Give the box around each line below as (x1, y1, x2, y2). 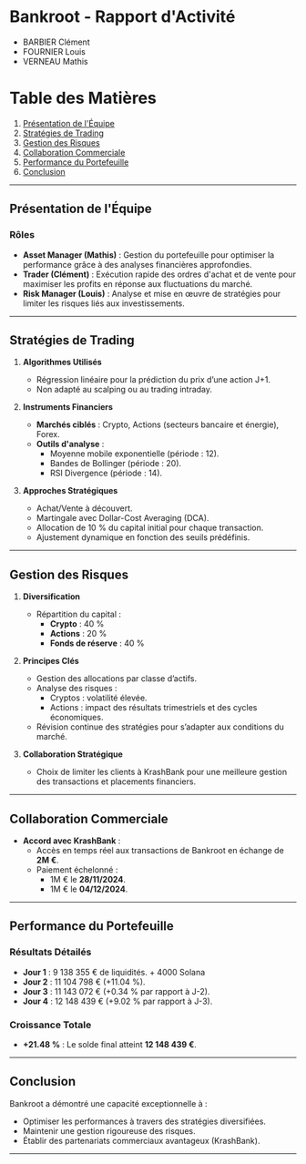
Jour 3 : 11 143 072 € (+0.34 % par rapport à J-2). (22, 985, 210, 996)
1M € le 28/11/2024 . (49, 874, 126, 884)
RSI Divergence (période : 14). (49, 467, 163, 479)
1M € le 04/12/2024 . (49, 883, 128, 894)
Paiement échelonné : (36, 864, 118, 875)
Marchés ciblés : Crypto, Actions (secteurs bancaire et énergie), (36, 419, 280, 430)
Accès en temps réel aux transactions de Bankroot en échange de (36, 845, 284, 855)
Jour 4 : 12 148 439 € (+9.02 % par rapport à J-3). (22, 996, 213, 1006)
